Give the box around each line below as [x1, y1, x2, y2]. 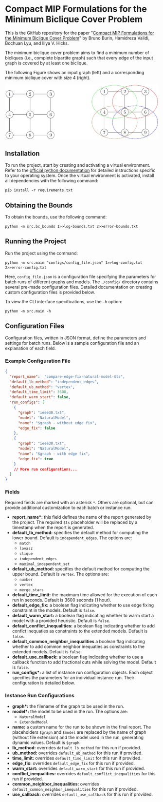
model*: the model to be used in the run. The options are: [12, 708, 128, 714]
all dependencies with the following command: [5, 178, 99, 184]
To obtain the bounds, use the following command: [5, 214, 107, 220]
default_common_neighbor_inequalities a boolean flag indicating [12, 639, 145, 645]
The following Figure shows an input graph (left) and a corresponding [5, 69, 145, 75]
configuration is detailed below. [12, 680, 75, 686]
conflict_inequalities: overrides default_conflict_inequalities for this [12, 770, 156, 776]
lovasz [19, 546, 33, 551]
